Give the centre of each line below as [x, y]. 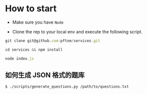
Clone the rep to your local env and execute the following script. [77, 31]
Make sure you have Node [38, 22]
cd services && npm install [34, 50]
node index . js [20, 59]
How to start [31, 9]
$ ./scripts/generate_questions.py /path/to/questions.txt [67, 87]
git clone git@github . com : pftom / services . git [53, 41]
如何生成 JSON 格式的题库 [45, 75]
